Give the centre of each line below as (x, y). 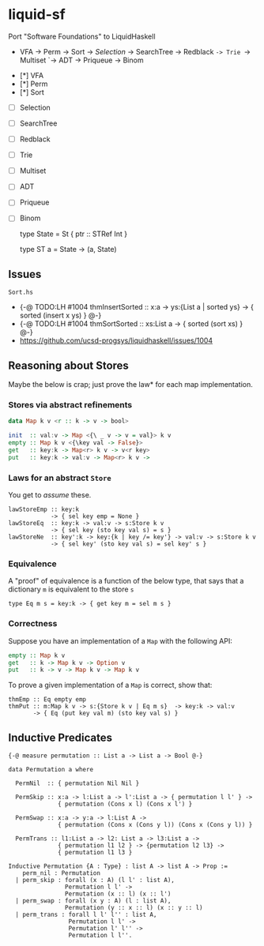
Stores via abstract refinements (70, 404)
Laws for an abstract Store (60, 478)
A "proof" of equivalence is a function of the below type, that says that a (126, 581)
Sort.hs (21, 293)
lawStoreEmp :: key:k (44, 510)
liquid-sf (37, 15)
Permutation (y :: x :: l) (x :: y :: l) (134, 908)
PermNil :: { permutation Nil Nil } (77, 783)
